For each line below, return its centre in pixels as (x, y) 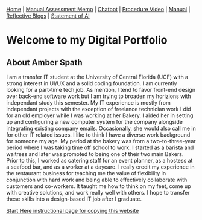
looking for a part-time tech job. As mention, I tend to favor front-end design (101, 90)
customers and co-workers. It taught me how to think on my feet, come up (99, 186)
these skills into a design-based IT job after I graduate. (74, 199)
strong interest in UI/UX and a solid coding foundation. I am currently (92, 83)
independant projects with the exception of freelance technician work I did (99, 109)
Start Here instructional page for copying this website (73, 211)
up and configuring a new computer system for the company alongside (94, 122)
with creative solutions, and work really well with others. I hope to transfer (98, 192)
